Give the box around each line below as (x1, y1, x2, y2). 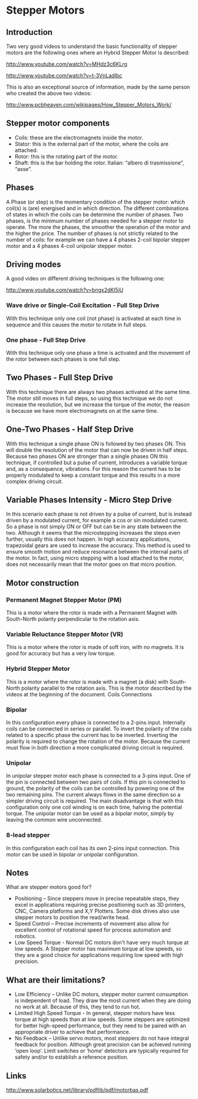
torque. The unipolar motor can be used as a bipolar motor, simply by (6, 810, 174, 817)
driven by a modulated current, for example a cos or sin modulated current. (6, 517, 189, 524)
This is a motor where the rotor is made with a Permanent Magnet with (6, 609, 177, 616)
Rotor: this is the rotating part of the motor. (14, 153, 119, 160)
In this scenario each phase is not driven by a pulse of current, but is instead (6, 510, 192, 518)
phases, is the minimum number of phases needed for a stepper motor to (6, 217, 184, 224)
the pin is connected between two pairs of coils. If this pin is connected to (6, 778, 186, 786)
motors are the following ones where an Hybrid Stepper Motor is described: (6, 49, 190, 56)
